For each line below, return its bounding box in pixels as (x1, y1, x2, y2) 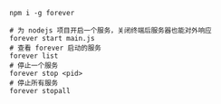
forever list (9, 52, 59, 61)
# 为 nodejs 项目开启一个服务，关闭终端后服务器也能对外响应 (9, 26, 212, 35)
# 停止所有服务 (9, 79, 59, 88)
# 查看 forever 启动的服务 (9, 43, 101, 52)
